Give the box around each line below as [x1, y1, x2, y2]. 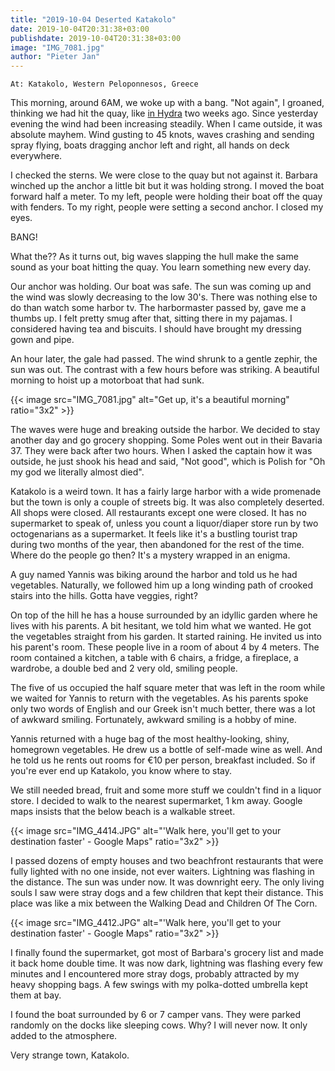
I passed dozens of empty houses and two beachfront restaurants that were [10, 855, 324, 867]
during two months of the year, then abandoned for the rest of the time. [10, 539, 305, 551]
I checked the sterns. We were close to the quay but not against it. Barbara [10, 169, 318, 181]
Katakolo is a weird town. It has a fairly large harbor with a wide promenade [10, 486, 322, 498]
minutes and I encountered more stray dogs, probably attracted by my [10, 968, 300, 980]
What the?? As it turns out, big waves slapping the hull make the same [10, 251, 299, 263]
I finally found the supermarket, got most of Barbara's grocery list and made [10, 947, 324, 959]
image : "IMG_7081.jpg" [10, 42, 105, 53]
